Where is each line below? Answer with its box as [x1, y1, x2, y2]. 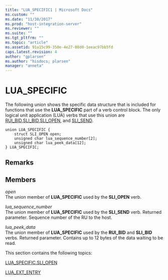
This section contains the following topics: [5, 250, 93, 256]
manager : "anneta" [5, 63, 44, 68]
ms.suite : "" [5, 31, 33, 36]
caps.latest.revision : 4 [5, 49, 57, 54]
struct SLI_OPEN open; [14, 131, 62, 137]
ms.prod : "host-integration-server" [5, 21, 82, 27]
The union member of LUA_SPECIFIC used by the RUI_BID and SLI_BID [5, 229, 152, 236]
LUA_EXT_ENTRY [5, 269, 41, 275]
